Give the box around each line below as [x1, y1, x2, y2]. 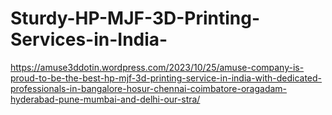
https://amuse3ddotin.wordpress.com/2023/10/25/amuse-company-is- [10, 61, 305, 73]
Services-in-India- [10, 28, 168, 51]
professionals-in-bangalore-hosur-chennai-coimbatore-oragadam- [10, 82, 288, 94]
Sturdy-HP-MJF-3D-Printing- [10, 7, 261, 30]
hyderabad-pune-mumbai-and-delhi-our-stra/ [10, 93, 201, 105]
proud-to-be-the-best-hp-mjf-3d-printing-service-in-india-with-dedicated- [10, 72, 323, 84]
